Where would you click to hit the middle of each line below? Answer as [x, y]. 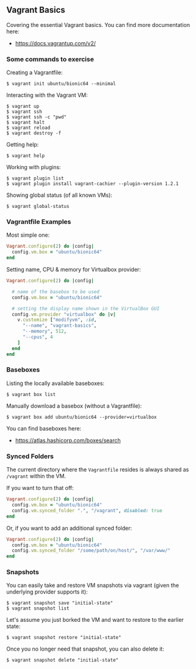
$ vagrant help [26, 156]
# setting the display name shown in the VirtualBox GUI [86, 308]
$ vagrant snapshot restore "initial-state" [64, 638]
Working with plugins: [34, 167]
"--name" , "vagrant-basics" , [60, 326]
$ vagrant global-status [38, 207]
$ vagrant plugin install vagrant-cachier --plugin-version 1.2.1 [93, 184]
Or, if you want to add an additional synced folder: [69, 528]
